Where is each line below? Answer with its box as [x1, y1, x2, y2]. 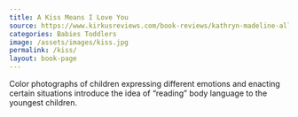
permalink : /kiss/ [9, 46, 77, 55]
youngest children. [9, 97, 78, 107]
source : [9, 21, 38, 30]
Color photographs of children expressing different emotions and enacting [9, 79, 281, 89]
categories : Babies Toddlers [9, 29, 117, 38]
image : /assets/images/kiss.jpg [9, 37, 129, 47]
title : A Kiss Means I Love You [9, 12, 129, 22]
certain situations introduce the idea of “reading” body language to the [9, 88, 268, 98]
